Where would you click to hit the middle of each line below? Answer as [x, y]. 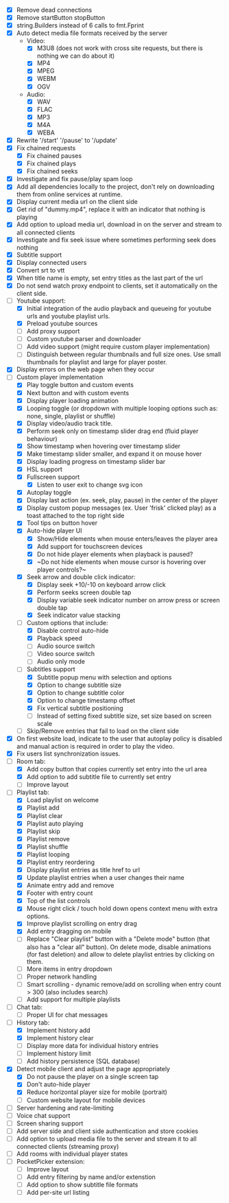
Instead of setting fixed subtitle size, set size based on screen [124, 716]
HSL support [45, 469]
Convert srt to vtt [40, 270]
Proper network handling [62, 977]
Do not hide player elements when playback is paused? [115, 554]
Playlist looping [48, 854]
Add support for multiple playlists [73, 999]
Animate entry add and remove [70, 885]
